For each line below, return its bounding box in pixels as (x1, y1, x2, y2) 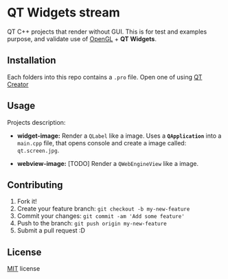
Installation (7, 55, 56, 66)
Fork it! (16, 197, 38, 206)
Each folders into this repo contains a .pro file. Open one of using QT (7, 73, 203, 81)
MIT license (7, 265, 41, 273)
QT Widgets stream (7, 5, 120, 21)
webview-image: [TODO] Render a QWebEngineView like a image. (16, 159, 199, 167)
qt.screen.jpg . (16, 146, 60, 154)
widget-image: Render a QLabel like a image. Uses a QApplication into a (16, 132, 222, 140)
